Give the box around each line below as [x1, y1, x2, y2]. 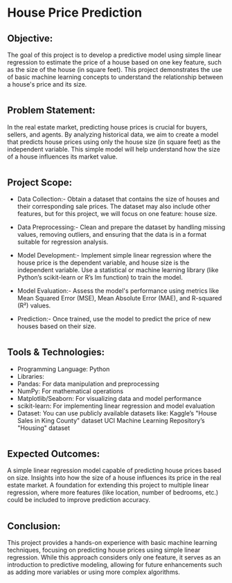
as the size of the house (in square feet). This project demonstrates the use [7, 66, 222, 73]
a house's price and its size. [7, 80, 87, 88]
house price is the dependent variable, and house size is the [17, 258, 190, 267]
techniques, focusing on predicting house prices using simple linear [7, 546, 201, 555]
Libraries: [17, 372, 45, 380]
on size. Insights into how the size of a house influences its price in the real [7, 474, 222, 482]
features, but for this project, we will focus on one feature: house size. [17, 210, 217, 218]
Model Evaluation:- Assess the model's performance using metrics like [17, 287, 220, 295]
